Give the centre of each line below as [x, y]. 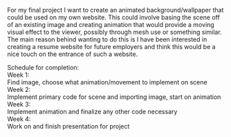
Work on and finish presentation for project [68, 126]
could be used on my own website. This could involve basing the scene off [113, 17]
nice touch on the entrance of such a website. [73, 54]
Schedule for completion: [43, 67]
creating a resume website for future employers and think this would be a [111, 47]
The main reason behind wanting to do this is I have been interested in [107, 39]
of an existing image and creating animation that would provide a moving [111, 25]
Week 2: [19, 90]
